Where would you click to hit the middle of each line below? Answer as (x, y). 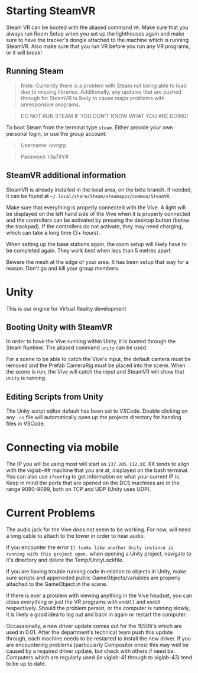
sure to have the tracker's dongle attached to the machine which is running (98, 40)
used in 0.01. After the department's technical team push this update (90, 632)
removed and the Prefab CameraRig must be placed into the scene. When (96, 365)
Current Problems (51, 513)
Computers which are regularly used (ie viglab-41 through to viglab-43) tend (99, 657)
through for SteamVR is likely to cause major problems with (92, 98)
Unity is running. (26, 378)
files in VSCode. (26, 424)
